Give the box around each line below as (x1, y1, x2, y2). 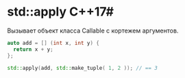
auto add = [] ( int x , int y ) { (7, 39, 99, 46)
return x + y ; (13, 45, 53, 53)
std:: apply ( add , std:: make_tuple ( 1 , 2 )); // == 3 (7, 64, 158, 71)
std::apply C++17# (7, 4, 114, 20)
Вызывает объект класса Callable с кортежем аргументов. (7, 26, 179, 35)
